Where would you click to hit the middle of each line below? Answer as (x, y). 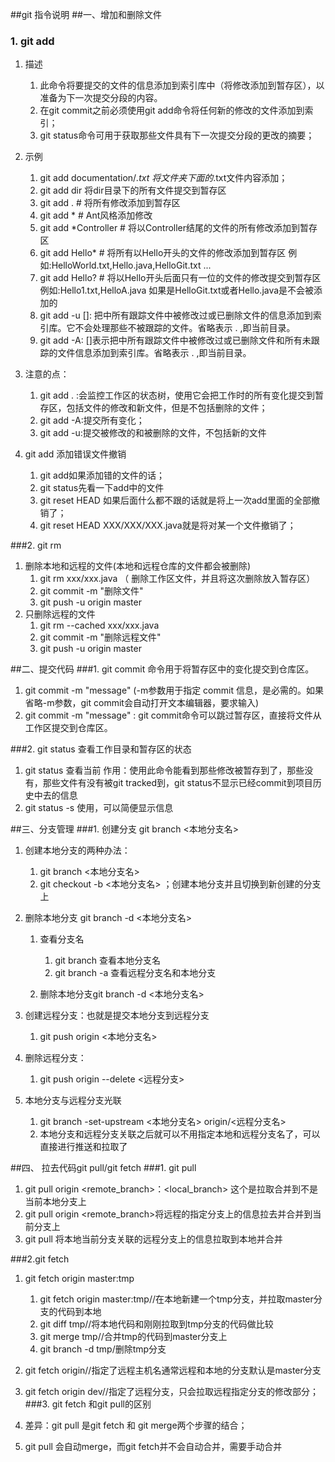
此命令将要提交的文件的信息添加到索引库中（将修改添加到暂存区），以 (182, 85)
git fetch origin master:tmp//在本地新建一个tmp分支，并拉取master (176, 1299)
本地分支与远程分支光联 (73, 1100)
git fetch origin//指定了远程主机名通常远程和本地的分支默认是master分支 (173, 1370)
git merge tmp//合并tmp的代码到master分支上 (133, 1337)
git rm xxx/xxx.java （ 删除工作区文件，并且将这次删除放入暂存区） (177, 579)
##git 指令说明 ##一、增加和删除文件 (86, 14)
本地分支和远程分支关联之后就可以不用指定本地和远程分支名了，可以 (180, 1134)
